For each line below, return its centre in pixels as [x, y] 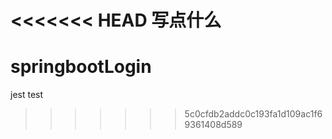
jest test [27, 95]
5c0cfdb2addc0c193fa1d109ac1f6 [253, 114]
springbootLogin [81, 67]
